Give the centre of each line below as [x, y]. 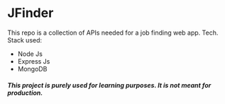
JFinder [31, 13]
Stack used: [25, 40]
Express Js [34, 61]
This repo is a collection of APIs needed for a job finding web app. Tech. [113, 33]
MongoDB [32, 69]
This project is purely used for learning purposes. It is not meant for [109, 85]
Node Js [30, 54]
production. [25, 93]
